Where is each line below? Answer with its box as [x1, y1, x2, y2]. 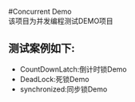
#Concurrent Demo [8, 7, 72, 16]
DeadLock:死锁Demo [19, 74, 89, 84]
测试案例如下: [8, 41, 76, 55]
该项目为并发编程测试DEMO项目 [8, 16, 113, 25]
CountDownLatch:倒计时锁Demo [19, 64, 127, 74]
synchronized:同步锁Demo [19, 84, 108, 94]
